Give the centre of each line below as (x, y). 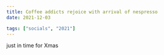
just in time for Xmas (32, 45)
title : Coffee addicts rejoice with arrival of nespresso (82, 12)
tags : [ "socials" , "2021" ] (41, 28)
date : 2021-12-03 (29, 18)
